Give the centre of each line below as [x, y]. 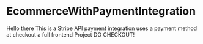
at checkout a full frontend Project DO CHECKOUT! [71, 34]
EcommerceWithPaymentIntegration [101, 11]
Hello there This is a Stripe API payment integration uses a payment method [102, 28]
